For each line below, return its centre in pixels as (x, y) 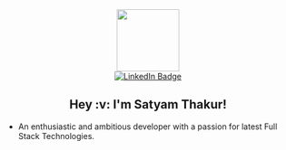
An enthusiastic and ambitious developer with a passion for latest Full (148, 127)
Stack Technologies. (56, 136)
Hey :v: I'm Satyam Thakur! (148, 104)
